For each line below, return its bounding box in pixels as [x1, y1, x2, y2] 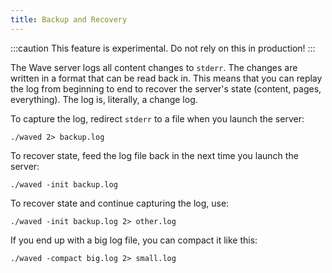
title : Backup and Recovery [10, 14, 128, 25]
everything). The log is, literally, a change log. [10, 93, 198, 105]
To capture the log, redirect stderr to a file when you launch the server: [10, 112, 305, 125]
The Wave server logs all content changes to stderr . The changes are [10, 61, 298, 73]
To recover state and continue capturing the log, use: [10, 197, 230, 209]
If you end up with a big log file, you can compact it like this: [10, 234, 258, 246]
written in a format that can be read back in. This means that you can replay [10, 72, 323, 84]
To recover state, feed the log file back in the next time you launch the [10, 149, 299, 161]
